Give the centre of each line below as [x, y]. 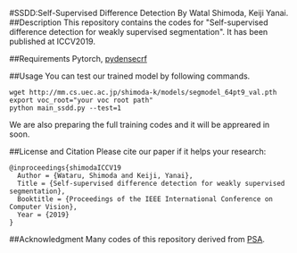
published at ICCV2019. [53, 41]
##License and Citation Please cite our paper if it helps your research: [138, 152]
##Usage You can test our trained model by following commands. [130, 76]
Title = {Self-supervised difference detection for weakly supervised [151, 183]
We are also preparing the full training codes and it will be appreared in [140, 125]
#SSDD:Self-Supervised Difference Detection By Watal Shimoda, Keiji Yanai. [149, 13]
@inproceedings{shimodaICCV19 [66, 168]
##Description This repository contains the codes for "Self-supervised [139, 22]
